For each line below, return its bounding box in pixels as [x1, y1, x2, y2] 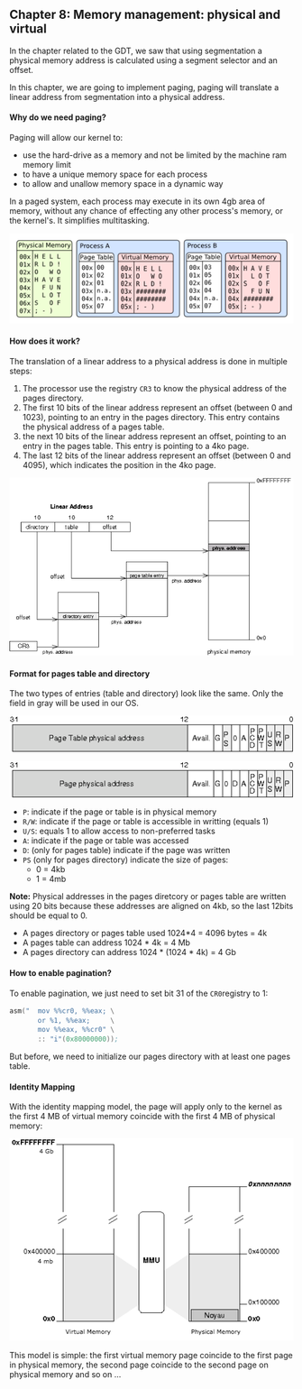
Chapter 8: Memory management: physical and [9, 7, 281, 23]
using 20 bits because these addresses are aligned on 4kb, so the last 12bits [9, 901, 294, 912]
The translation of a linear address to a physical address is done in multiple [9, 355, 288, 366]
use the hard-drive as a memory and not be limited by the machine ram [22, 150, 287, 161]
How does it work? [9, 336, 81, 346]
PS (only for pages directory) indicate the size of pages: [22, 854, 229, 865]
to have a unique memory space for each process [22, 169, 208, 179]
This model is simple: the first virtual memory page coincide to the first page [9, 1350, 293, 1361]
